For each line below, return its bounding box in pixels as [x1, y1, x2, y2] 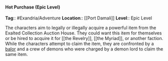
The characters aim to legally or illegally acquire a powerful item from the [5, 25, 156, 31]
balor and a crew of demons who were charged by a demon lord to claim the [5, 46, 163, 52]
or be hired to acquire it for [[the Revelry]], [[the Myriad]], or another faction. [5, 35, 163, 41]
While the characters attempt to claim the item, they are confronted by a [5, 40, 154, 47]
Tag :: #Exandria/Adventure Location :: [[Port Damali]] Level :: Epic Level [5, 15, 152, 21]
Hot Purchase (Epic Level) [5, 4, 60, 10]
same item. [5, 51, 28, 57]
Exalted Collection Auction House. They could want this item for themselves [5, 30, 162, 36]
